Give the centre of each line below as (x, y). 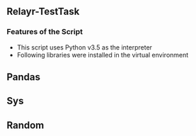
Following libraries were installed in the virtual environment (103, 55)
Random (25, 125)
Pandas (23, 77)
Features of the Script (45, 32)
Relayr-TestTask (43, 12)
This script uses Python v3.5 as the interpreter (85, 47)
